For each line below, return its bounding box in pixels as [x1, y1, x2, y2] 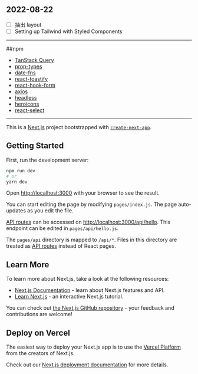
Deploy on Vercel [6, 327, 71, 338]
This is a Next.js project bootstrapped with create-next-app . [6, 123, 152, 130]
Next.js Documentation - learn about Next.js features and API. [14, 287, 165, 294]
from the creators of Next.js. [6, 350, 75, 356]
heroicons [14, 100, 39, 107]
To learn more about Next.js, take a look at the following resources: [6, 275, 169, 283]
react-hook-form [14, 81, 56, 88]
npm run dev [6, 168, 35, 173]
